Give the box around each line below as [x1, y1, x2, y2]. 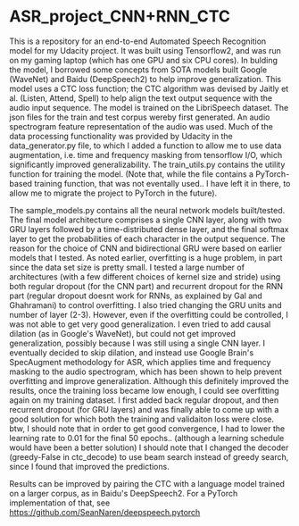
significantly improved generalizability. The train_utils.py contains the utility [9, 159, 286, 170]
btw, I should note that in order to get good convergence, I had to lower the [9, 422, 286, 434]
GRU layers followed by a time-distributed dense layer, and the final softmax [9, 223, 289, 234]
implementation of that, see [9, 497, 111, 508]
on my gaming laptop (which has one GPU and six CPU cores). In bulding [9, 54, 278, 65]
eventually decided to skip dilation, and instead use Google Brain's [9, 346, 254, 358]
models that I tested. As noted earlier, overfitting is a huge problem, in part [9, 252, 283, 263]
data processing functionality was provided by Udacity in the [9, 130, 234, 141]
